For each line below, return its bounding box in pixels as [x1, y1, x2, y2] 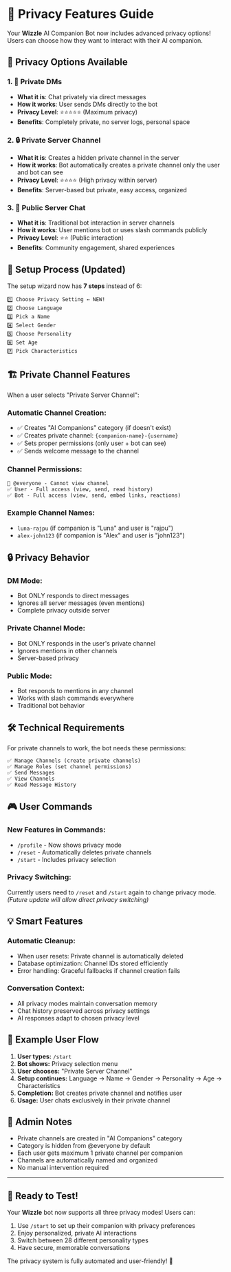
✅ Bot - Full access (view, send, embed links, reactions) [7, 492, 181, 499]
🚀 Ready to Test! [7, 1190, 79, 1202]
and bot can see [16, 168, 63, 176]
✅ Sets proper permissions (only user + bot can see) [16, 439, 166, 447]
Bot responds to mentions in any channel [16, 687, 133, 695]
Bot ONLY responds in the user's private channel [16, 639, 156, 647]
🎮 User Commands [7, 801, 93, 812]
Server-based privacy [16, 654, 79, 662]
